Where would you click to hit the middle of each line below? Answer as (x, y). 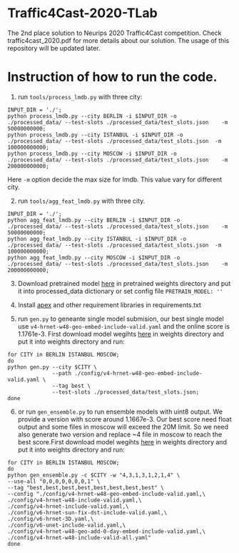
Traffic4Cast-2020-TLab (83, 13)
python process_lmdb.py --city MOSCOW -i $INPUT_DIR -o (92, 154)
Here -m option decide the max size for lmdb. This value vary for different (115, 179)
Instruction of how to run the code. (112, 77)
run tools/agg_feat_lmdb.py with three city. (81, 201)
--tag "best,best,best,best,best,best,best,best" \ (86, 487)
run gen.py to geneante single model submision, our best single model (121, 319)
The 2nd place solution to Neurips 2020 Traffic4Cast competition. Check (115, 33)
